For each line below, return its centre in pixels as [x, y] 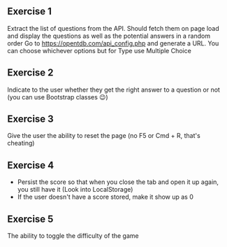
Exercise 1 [30, 12]
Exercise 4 [31, 165]
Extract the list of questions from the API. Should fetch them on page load [113, 28]
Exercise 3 [30, 119]
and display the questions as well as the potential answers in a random [109, 36]
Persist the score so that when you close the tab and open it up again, [118, 182]
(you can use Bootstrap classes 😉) [58, 97]
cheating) [21, 143]
